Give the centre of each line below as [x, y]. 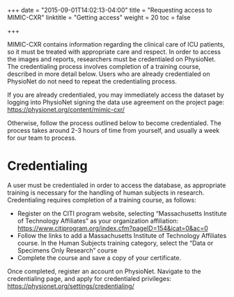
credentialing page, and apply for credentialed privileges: [89, 278]
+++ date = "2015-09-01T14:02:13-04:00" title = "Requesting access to [110, 10]
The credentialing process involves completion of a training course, [104, 66]
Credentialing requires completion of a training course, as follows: [102, 200]
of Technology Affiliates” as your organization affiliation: [98, 220]
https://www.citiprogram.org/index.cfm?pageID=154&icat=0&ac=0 [113, 228]
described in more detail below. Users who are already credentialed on [109, 74]
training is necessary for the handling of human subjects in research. [106, 192]
